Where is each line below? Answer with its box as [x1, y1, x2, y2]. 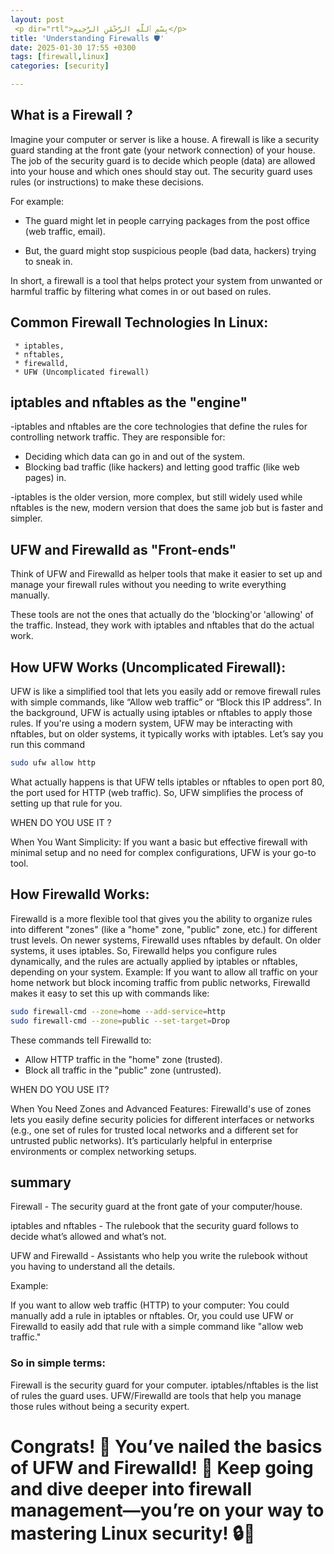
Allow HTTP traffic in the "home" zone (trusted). [24, 1053, 223, 1065]
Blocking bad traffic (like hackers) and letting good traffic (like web [24, 461, 300, 473]
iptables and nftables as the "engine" [10, 394, 248, 411]
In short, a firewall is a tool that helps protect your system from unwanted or [10, 274, 323, 286]
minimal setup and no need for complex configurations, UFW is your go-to [10, 846, 317, 858]
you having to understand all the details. [10, 1261, 176, 1273]
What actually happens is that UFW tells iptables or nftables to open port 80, [10, 776, 325, 788]
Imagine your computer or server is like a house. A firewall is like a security [10, 133, 320, 145]
